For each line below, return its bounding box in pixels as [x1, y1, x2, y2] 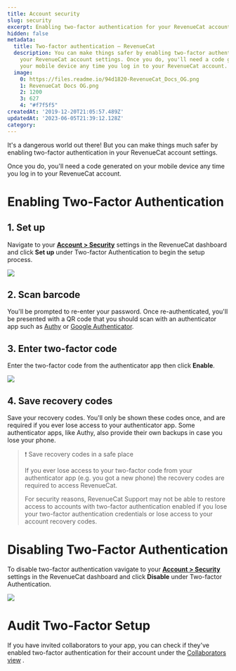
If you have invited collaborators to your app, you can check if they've [7, 641, 209, 649]
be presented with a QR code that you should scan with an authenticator [7, 315, 217, 323]
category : [7, 121, 37, 129]
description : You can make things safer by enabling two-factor [13, 50, 206, 57]
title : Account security [7, 10, 80, 18]
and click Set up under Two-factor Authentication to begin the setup [7, 247, 205, 256]
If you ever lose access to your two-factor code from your [24, 466, 193, 474]
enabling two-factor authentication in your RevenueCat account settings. [7, 148, 218, 157]
